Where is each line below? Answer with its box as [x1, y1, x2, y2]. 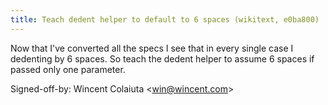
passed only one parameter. [10, 63, 126, 75]
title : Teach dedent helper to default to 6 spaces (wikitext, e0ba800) [10, 14, 320, 25]
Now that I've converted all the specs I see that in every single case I [10, 42, 294, 54]
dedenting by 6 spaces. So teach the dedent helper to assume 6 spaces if [10, 52, 315, 65]
